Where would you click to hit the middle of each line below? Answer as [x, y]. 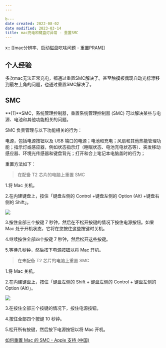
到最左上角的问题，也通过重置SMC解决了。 [49, 84]
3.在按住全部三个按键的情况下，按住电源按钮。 [53, 308]
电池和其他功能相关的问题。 [42, 119]
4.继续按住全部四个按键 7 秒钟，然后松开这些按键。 [58, 239]
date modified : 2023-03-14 [33, 28]
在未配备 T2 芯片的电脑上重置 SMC [53, 260]
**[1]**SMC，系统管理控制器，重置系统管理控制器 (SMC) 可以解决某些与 [81, 113]
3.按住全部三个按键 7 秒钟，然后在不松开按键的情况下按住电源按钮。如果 [80, 222]
